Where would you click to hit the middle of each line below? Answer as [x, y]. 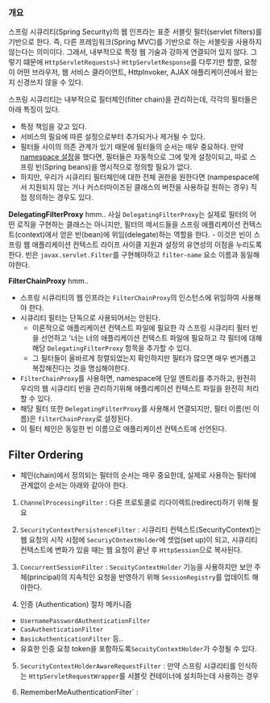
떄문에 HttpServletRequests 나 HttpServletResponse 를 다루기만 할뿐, [133, 62]
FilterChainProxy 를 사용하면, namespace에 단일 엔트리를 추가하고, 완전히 [138, 379]
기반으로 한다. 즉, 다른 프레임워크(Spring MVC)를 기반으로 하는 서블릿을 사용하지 [135, 42]
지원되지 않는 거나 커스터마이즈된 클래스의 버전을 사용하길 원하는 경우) [139, 187]
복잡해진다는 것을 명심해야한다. [81, 368]
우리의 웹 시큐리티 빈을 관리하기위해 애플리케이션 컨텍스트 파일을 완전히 [132, 388]
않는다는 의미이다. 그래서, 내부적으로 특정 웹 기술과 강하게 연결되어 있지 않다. [129, 52]
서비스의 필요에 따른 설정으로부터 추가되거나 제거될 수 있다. [112, 137]
